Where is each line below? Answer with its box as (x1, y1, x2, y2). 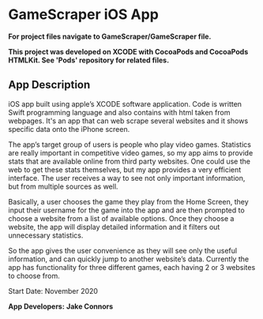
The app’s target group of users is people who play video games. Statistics (8, 140, 251, 149)
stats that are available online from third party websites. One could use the (8, 156, 251, 166)
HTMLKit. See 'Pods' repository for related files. (8, 55, 170, 65)
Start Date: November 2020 (8, 286, 99, 295)
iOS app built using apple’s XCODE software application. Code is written (8, 99, 242, 108)
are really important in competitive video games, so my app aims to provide (8, 148, 254, 157)
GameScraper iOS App (8, 6, 160, 24)
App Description (8, 78, 91, 92)
